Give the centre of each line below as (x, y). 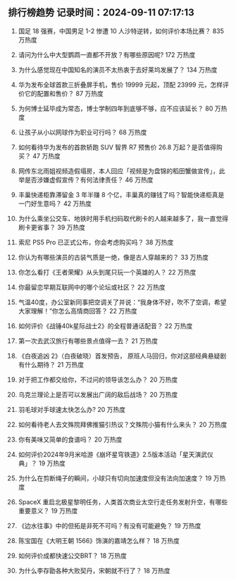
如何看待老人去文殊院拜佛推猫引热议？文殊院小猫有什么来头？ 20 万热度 (123, 424)
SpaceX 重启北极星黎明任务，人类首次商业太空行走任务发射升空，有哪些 (123, 501)
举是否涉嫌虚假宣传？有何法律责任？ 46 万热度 (86, 180)
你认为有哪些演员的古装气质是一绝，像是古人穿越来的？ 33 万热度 (113, 257)
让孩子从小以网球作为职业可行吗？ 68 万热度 (82, 132)
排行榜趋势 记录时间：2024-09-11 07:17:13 (101, 13)
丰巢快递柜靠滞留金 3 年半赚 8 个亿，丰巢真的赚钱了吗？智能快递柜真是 (121, 194)
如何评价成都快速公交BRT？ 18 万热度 (73, 556)
